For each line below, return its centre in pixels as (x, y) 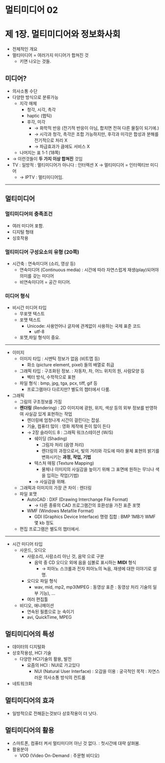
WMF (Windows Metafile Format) (60, 511)
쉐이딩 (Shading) (51, 439)
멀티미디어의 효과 (30, 701)
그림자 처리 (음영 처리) (63, 445)
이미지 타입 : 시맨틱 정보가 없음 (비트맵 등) (60, 359)
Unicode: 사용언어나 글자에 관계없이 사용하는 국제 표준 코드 (84, 326)
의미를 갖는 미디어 (37, 275)
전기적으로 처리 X (51, 140)
